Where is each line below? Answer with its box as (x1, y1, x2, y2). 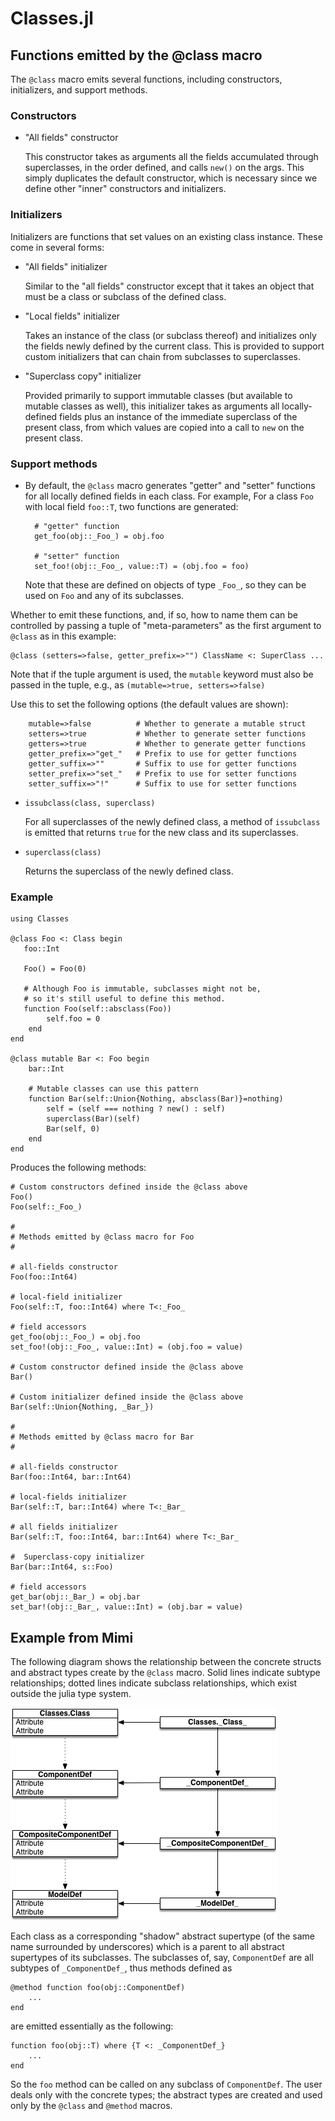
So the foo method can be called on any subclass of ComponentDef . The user (10, 2078, 323, 2090)
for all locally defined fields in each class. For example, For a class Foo (24, 490, 315, 502)
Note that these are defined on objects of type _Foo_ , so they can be (24, 578, 307, 591)
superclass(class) (24, 847, 102, 857)
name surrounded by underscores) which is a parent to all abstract (10, 1941, 285, 1952)
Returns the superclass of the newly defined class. (24, 865, 234, 877)
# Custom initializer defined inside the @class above (10, 1392, 244, 1402)
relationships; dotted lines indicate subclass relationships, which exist (10, 1677, 298, 1689)
